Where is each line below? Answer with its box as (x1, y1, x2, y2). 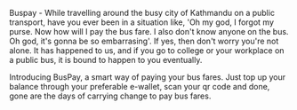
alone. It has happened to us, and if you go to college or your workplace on (9, 45, 285, 56)
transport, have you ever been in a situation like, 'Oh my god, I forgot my (9, 17, 274, 27)
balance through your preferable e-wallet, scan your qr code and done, (9, 82, 270, 91)
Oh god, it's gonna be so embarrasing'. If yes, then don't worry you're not (9, 35, 279, 46)
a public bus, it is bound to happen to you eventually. (9, 55, 203, 65)
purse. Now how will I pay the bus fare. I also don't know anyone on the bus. (9, 27, 289, 36)
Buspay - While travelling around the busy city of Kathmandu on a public (9, 8, 276, 18)
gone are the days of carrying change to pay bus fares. (9, 90, 212, 101)
